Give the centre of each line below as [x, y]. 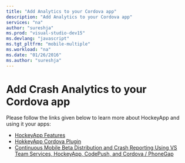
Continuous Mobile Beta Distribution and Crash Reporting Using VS [96, 148]
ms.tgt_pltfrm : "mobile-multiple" [48, 44]
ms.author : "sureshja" [34, 60]
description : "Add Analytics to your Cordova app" [69, 17]
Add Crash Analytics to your [76, 89]
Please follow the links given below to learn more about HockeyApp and [93, 118]
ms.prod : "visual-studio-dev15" [46, 33]
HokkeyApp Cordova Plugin [48, 141]
